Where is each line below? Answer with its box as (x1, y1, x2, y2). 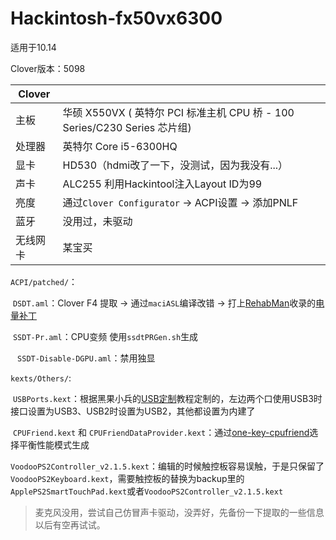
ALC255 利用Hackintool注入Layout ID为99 (62, 177, 263, 191)
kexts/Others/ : (10, 372, 72, 384)
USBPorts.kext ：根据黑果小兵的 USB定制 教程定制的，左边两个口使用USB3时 (12, 392, 323, 404)
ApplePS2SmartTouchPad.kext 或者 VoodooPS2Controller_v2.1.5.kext (10, 485, 284, 497)
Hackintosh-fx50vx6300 (10, 7, 223, 30)
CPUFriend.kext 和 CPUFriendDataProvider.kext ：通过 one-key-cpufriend (12, 426, 310, 438)
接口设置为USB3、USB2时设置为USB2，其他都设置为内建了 (10, 405, 256, 417)
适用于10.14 (10, 41, 57, 53)
